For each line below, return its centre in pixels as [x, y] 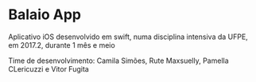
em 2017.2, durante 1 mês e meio [62, 45]
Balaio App [45, 15]
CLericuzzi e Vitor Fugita [48, 68]
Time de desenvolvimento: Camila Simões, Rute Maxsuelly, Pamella [118, 61]
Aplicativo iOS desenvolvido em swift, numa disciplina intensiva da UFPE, [128, 37]
